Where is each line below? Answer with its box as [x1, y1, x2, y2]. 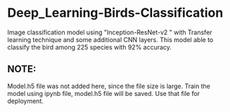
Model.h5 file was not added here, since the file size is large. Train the [7, 82, 211, 90]
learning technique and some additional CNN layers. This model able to [7, 35, 214, 43]
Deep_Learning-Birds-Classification [7, 5, 224, 21]
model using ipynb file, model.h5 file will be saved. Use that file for [7, 89, 200, 97]
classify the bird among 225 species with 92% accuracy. [7, 43, 172, 51]
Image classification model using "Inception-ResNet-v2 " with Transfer [7, 28, 212, 36]
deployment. [7, 97, 44, 105]
